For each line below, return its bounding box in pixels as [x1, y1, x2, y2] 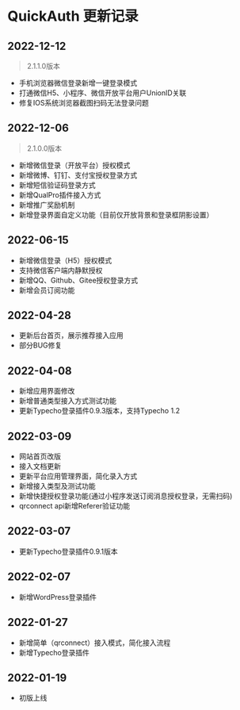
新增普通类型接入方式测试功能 [18, 396, 116, 405]
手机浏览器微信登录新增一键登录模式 [18, 79, 138, 87]
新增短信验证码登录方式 [18, 180, 96, 190]
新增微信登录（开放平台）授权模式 [18, 160, 131, 170]
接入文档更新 [18, 462, 61, 471]
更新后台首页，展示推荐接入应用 [18, 331, 124, 340]
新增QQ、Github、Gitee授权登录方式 [18, 275, 139, 285]
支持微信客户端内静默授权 [18, 265, 103, 274]
